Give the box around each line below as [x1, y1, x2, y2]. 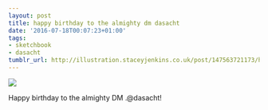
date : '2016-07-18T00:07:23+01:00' [8, 26, 127, 34]
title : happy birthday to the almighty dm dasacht [8, 19, 180, 27]
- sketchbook [8, 41, 52, 49]
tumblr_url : [8, 57, 48, 65]
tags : [8, 33, 26, 42]
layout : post [8, 11, 52, 20]
